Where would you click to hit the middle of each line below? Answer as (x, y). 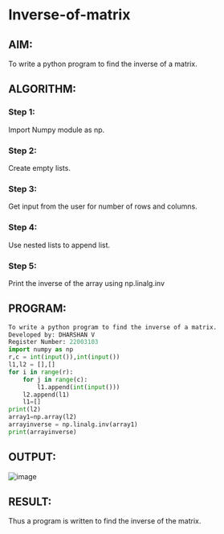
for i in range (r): (41, 372)
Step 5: (23, 266)
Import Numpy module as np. (57, 130)
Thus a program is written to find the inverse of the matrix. (105, 521)
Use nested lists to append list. (59, 245)
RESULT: (30, 502)
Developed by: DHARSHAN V (51, 335)
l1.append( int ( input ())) (79, 387)
